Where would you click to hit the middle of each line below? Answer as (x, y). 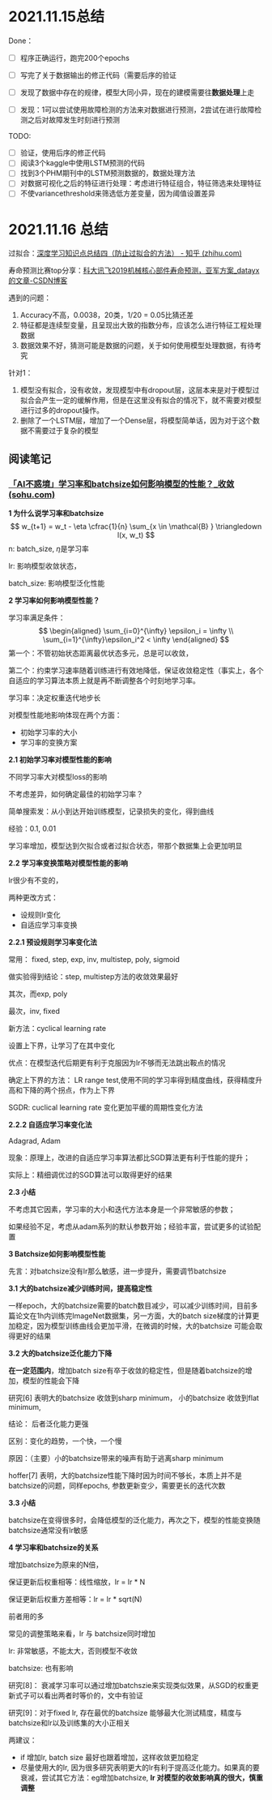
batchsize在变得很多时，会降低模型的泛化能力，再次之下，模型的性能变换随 (134, 1520)
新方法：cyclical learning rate (57, 1029)
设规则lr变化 (40, 915)
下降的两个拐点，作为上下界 (68, 1090)
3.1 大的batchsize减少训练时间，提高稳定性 (81, 1289)
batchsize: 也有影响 (41, 1669)
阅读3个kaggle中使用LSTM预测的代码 (83, 163)
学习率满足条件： (37, 618)
